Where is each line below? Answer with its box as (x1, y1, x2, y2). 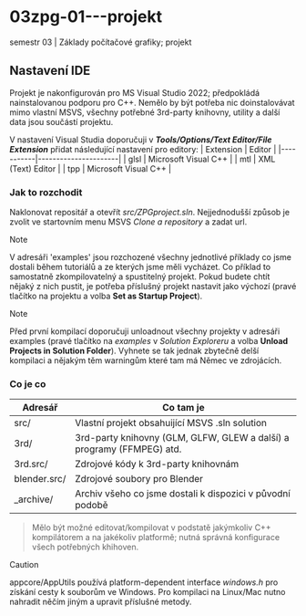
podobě (75, 499, 108, 512)
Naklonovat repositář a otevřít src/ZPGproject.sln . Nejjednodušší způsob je (9, 207, 290, 218)
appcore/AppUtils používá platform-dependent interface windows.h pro (9, 577, 279, 588)
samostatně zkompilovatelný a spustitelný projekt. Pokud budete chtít (9, 271, 270, 282)
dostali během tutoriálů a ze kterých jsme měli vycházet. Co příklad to (9, 262, 271, 273)
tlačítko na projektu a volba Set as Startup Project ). (9, 290, 203, 302)
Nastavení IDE (9, 63, 91, 78)
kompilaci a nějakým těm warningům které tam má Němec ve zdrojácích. (9, 355, 282, 366)
